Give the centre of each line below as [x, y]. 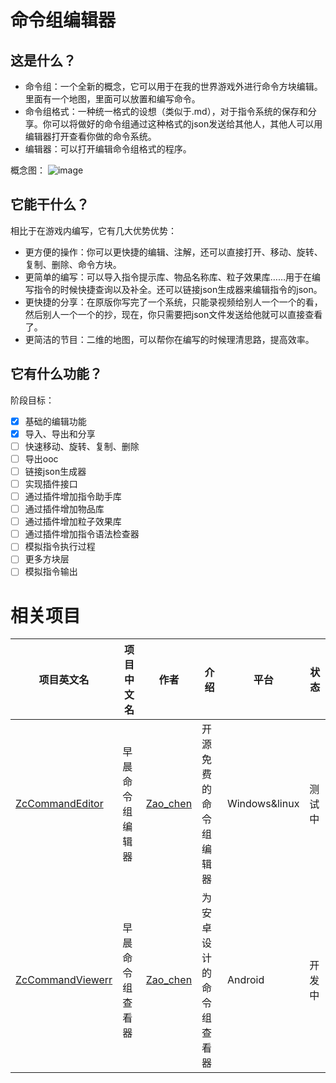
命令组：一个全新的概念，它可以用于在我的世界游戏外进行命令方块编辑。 [173, 86]
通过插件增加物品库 [64, 509]
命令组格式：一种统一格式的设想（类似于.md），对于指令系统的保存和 [166, 111]
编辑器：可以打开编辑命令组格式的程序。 [108, 149]
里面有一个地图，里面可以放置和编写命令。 [112, 99]
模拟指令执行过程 [60, 547]
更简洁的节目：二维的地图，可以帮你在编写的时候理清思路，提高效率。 [169, 339]
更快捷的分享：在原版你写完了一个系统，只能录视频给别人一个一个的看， [173, 302]
